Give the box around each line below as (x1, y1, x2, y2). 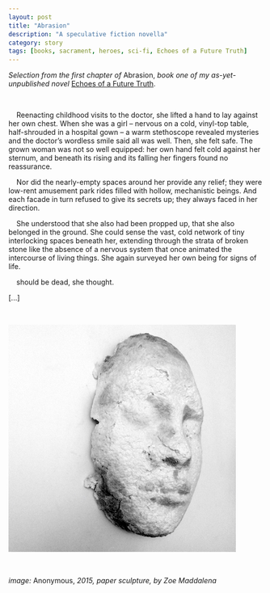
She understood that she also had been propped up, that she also (15, 219, 235, 229)
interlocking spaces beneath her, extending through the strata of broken (8, 236, 249, 246)
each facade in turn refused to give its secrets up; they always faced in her (8, 195, 258, 204)
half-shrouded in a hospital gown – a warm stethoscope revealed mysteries (8, 128, 259, 137)
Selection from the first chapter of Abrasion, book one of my (8, 70, 210, 80)
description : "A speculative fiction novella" (8, 30, 168, 38)
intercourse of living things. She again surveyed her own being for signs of (8, 253, 257, 263)
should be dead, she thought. (15, 277, 115, 287)
